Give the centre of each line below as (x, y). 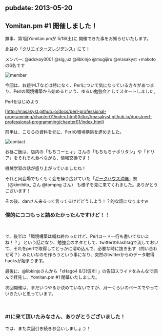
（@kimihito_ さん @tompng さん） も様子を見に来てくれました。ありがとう (81, 185)
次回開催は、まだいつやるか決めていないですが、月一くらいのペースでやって (82, 287)
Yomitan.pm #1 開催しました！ (51, 26)
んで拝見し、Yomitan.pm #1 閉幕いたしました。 (52, 277)
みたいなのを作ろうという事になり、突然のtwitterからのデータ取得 (88, 254)
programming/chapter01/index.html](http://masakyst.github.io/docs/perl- (79, 117)
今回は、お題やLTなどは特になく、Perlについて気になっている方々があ (75, 85)
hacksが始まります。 (26, 260)
